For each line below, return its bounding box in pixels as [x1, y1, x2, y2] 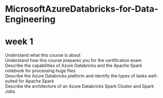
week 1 [5, 36, 33, 47]
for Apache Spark [19, 78, 54, 84]
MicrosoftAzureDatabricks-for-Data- [5, 3, 159, 15]
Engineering [5, 14, 56, 25]
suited [5, 78, 18, 84]
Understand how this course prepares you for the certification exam [5, 58, 142, 63]
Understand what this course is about [5, 52, 81, 58]
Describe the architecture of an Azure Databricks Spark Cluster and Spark [5, 83, 154, 89]
